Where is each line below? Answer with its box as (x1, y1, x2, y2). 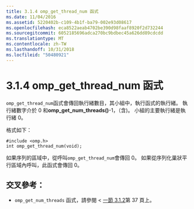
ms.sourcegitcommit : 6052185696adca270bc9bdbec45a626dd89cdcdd (6, 30, 164, 36)
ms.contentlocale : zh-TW (6, 41, 67, 47)
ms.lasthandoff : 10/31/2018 (6, 47, 75, 53)
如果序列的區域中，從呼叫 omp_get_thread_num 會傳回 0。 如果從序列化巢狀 (6, 154, 182, 161)
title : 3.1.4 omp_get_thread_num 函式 (6, 8, 99, 15)
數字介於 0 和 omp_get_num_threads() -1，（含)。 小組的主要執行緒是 (16, 106, 181, 114)
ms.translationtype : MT (6, 36, 64, 41)
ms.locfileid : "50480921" (6, 52, 69, 58)
